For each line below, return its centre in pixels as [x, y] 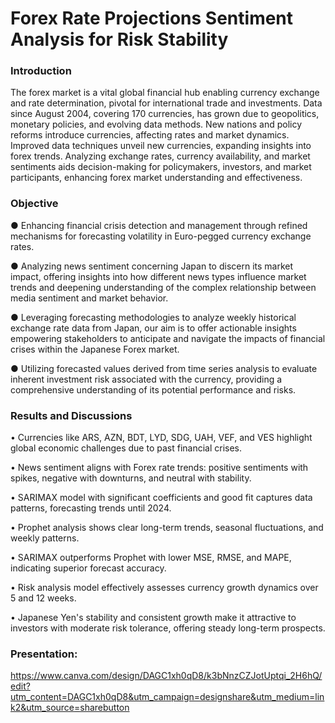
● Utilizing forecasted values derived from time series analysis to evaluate [164, 368]
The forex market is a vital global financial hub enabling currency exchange [165, 93]
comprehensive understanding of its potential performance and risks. [153, 389]
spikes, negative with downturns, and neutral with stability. [131, 478]
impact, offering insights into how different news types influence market [158, 276]
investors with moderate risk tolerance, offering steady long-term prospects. [168, 628]
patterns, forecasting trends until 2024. [91, 508]
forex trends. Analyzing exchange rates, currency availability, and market [160, 156]
